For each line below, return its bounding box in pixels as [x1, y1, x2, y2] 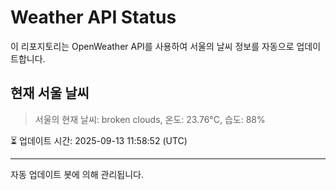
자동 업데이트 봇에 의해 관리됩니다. [10, 168, 144, 180]
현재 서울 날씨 [10, 85, 90, 102]
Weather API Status [10, 6, 177, 29]
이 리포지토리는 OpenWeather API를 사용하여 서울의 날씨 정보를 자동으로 [10, 40, 295, 52]
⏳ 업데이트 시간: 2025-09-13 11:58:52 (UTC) [10, 134, 188, 146]
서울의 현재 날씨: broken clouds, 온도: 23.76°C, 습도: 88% [34, 113, 266, 125]
